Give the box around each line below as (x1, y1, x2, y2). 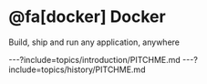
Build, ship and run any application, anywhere (8, 37, 180, 47)
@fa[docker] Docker (8, 6, 166, 27)
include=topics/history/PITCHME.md (8, 64, 146, 75)
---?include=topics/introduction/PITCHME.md (8, 54, 181, 65)
